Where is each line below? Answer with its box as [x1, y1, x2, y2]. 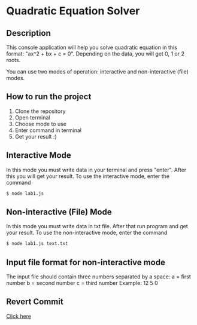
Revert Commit [6, 297, 64, 307]
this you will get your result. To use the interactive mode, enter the [6, 172, 169, 180]
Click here [6, 312, 32, 320]
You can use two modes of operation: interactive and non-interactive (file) [6, 68, 189, 75]
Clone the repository [14, 108, 66, 115]
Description [6, 28, 51, 38]
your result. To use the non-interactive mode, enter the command [6, 229, 168, 237]
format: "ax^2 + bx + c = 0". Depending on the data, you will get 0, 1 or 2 [6, 50, 184, 57]
